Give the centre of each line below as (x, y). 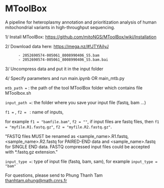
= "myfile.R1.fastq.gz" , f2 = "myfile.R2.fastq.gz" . (59, 127)
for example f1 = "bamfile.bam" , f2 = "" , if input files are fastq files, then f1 (82, 121)
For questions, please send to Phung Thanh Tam (54, 175)
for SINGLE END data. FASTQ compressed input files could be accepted (78, 147)
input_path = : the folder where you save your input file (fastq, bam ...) (76, 102)
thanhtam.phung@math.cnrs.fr (36, 180)
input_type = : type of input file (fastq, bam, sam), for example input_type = (81, 161)
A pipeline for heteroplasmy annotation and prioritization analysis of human (81, 22)
